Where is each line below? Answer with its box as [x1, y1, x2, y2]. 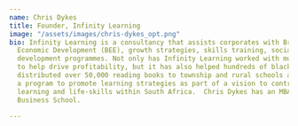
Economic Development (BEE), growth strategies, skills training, [17, 46, 268, 55]
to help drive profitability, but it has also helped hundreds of [17, 63, 268, 72]
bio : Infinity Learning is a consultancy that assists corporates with [9, 37, 279, 47]
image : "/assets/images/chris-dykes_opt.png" [9, 29, 180, 38]
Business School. [17, 95, 82, 105]
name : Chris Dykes [9, 12, 77, 22]
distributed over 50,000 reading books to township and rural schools [17, 71, 284, 80]
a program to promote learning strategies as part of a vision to [17, 79, 268, 88]
